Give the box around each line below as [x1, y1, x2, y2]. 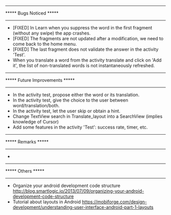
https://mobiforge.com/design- [82, 199, 147, 205]
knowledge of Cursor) [12, 119, 59, 125]
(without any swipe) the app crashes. [12, 30, 91, 36]
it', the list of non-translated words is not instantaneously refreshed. [12, 63, 155, 69]
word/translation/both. [12, 103, 60, 108]
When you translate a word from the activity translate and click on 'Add [12, 57, 162, 63]
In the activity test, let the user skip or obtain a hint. [12, 108, 121, 114]
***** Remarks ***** [5, 139, 49, 145]
